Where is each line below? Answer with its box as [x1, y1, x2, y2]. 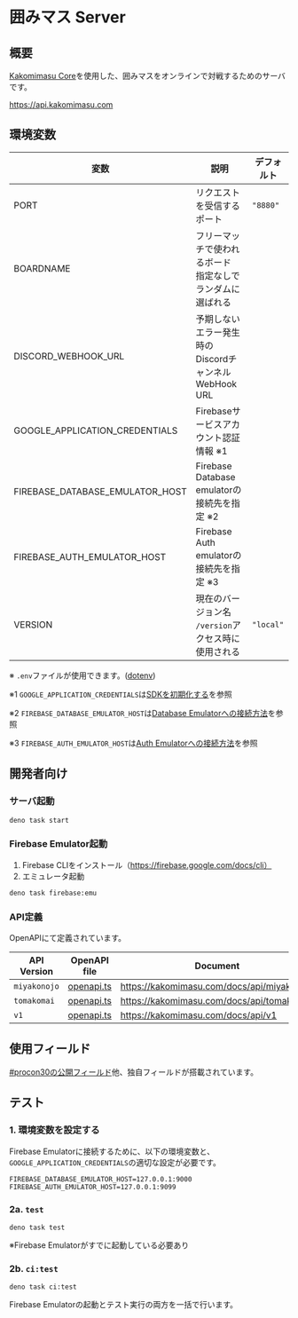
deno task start [9, 816, 69, 825]
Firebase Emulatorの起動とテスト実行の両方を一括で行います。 [9, 1299, 238, 1310]
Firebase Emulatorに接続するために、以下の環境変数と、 [9, 1146, 216, 1156]
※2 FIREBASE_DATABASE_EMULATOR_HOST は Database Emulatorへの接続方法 [9, 707, 269, 718]
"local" [251, 620, 285, 629]
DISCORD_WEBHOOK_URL [13, 350, 125, 362]
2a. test [9, 1203, 44, 1215]
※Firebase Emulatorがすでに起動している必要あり [9, 1239, 189, 1251]
